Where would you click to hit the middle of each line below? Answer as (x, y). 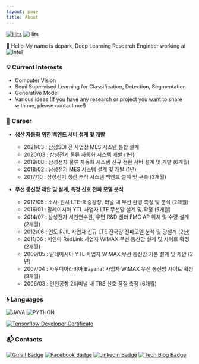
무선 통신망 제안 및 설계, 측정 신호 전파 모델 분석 (69, 189)
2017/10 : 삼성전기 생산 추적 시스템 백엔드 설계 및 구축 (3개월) (95, 177)
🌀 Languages (25, 299)
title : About (22, 17)
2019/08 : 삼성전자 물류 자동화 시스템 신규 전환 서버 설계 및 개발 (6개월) (107, 162)
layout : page (22, 12)
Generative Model (37, 93)
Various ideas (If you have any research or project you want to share (98, 99)
